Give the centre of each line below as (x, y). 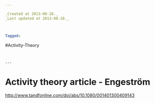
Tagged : (13, 36)
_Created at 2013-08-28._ (31, 14)
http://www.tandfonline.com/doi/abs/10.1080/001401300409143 (70, 95)
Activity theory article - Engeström (78, 82)
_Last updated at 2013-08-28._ (37, 18)
